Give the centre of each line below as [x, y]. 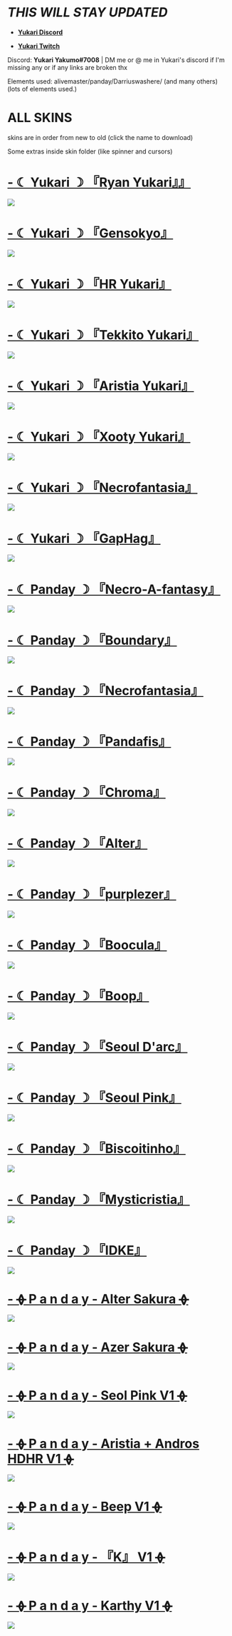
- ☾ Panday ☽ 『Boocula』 [87, 945]
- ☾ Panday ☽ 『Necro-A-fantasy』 [114, 589]
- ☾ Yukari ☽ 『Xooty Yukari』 [99, 437]
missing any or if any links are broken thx [68, 67]
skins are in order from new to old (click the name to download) [100, 137]
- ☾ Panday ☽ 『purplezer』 [92, 894]
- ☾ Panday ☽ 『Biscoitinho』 [97, 1149]
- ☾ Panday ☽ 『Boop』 [78, 996]
